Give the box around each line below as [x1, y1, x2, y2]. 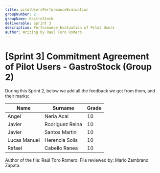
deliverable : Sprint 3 [5, 21, 51, 26]
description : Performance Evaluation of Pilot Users [5, 25, 115, 30]
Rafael [7, 145, 23, 151]
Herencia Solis [45, 136, 78, 143]
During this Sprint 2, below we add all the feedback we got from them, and [5, 87, 156, 93]
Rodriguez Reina [45, 121, 82, 128]
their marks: [5, 93, 29, 99]
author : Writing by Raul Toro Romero [5, 30, 82, 35]
